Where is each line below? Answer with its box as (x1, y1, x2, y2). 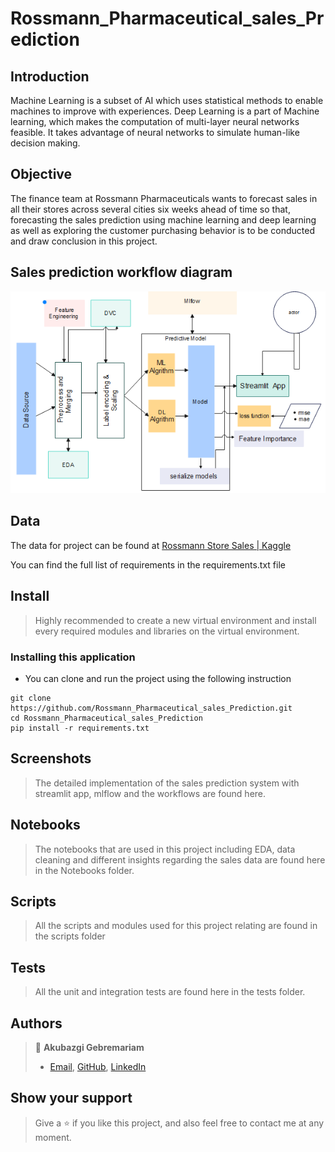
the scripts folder (34, 930, 106, 942)
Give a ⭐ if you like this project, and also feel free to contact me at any (34, 1117, 325, 1129)
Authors (10, 1015, 63, 1032)
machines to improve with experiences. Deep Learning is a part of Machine (10, 105, 320, 117)
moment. (34, 1131, 72, 1143)
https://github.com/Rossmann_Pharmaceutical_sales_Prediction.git (10, 703, 293, 713)
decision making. (10, 137, 81, 149)
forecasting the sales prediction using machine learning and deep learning (10, 213, 317, 226)
